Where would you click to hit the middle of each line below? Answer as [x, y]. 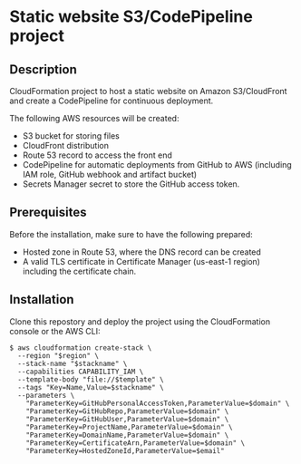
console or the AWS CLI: [55, 331]
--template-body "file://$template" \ [91, 379]
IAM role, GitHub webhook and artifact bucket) [110, 174]
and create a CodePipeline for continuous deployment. [112, 101]
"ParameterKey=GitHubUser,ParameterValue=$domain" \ [127, 419]
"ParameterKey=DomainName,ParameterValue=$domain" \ [127, 435]
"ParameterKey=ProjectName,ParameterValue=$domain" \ [129, 427]
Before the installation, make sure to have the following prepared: [131, 234]
